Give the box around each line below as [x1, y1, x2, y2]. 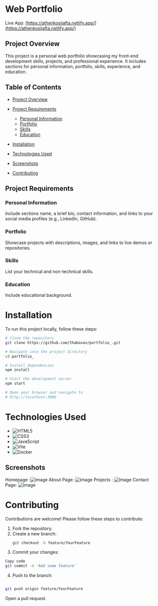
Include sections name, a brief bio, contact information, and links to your [5, 210, 153, 217]
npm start [5, 381, 26, 386]
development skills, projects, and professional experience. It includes [5, 58, 146, 64]
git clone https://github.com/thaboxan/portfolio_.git [5, 340, 121, 345]
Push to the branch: [12, 573, 53, 579]
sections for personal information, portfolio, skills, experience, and [5, 63, 141, 69]
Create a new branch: [12, 530, 57, 536]
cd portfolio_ [5, 354, 35, 359]
